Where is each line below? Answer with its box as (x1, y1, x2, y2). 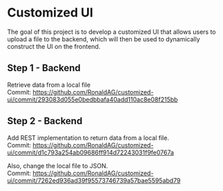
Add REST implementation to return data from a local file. (7, 133, 169, 142)
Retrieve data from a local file (7, 81, 91, 89)
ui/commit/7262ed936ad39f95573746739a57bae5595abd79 (7, 176, 181, 184)
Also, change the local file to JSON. (7, 161, 108, 170)
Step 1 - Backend (7, 62, 81, 74)
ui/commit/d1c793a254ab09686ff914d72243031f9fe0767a (7, 148, 175, 157)
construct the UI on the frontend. (7, 42, 101, 50)
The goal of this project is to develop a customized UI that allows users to (7, 28, 216, 36)
